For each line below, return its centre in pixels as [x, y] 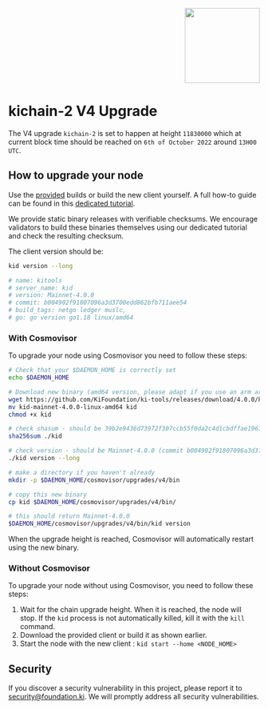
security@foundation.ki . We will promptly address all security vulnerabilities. [134, 697]
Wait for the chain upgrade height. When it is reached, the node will [130, 610]
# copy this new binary [48, 495]
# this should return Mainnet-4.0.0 [69, 516]
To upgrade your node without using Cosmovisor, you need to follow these [131, 586]
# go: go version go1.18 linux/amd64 [71, 318]
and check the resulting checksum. [66, 235]
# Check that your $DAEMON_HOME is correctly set [93, 371]
